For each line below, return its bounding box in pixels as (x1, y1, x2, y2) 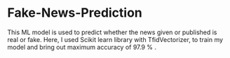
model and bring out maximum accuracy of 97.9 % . (7, 43, 156, 51)
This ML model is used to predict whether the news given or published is (7, 28, 217, 36)
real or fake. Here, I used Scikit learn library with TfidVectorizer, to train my (7, 35, 223, 43)
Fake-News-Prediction (7, 5, 142, 21)
